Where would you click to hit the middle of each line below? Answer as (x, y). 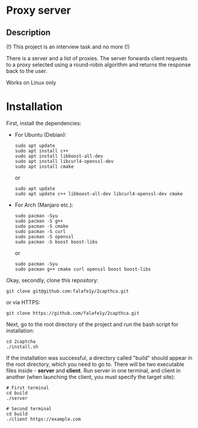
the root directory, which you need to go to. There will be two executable (95, 364)
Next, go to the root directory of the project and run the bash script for (92, 324)
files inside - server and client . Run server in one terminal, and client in (93, 370)
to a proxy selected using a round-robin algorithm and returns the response (99, 64)
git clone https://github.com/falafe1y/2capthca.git (73, 313)
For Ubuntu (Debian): (41, 134)
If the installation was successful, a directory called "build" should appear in (99, 358)
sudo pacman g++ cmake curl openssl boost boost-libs (83, 269)
